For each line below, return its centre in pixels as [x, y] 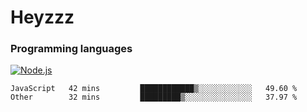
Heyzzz [42, 17]
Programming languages [71, 49]
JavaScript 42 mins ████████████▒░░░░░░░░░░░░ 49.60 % [154, 89]
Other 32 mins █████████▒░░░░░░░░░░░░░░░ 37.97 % [154, 97]
